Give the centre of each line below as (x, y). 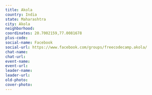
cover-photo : (19, 84)
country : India (21, 15)
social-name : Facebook (29, 43)
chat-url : (16, 57)
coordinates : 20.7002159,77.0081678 (44, 33)
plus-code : (17, 38)
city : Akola (18, 24)
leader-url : (18, 75)
